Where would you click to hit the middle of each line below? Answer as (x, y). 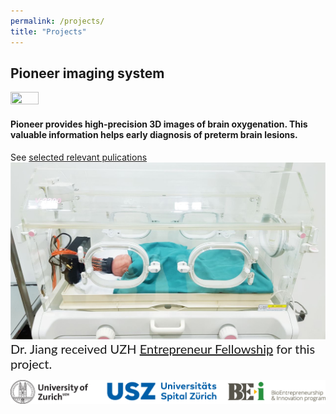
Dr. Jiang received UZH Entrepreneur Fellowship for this (163, 348)
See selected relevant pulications (79, 157)
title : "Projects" (48, 31)
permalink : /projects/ (57, 21)
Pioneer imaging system (87, 73)
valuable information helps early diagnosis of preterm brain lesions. (154, 134)
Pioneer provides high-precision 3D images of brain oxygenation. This (159, 124)
